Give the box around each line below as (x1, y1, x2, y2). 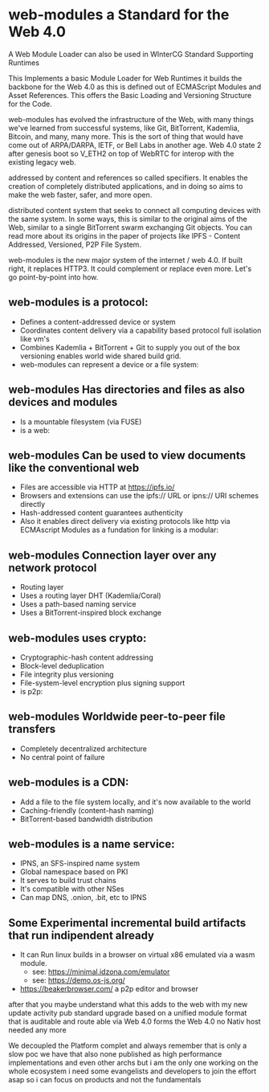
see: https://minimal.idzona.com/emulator (31, 967, 170, 977)
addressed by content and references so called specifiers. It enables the (8, 173, 248, 182)
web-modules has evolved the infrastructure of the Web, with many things (8, 114, 255, 124)
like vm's (19, 333, 50, 343)
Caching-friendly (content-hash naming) (19, 805, 154, 815)
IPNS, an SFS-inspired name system (19, 858, 141, 869)
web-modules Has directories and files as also (8, 383, 245, 397)
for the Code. (8, 99, 52, 108)
